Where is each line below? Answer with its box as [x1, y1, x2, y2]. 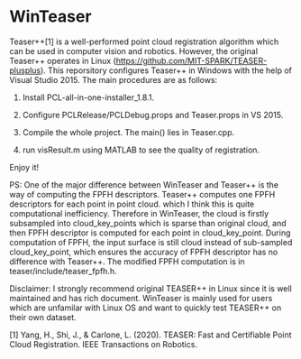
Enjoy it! [9, 161, 40, 172]
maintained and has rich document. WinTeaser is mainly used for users [9, 292, 273, 303]
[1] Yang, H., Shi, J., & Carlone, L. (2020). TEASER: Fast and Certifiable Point [9, 329, 292, 340]
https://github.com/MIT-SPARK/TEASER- [115, 55, 268, 66]
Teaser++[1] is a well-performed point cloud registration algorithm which [9, 36, 279, 47]
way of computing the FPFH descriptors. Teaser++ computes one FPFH [9, 189, 276, 199]
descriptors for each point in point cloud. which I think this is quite [9, 198, 255, 209]
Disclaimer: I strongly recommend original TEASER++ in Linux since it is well [9, 282, 293, 294]
